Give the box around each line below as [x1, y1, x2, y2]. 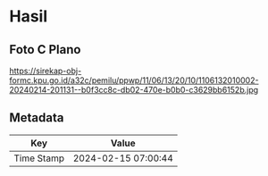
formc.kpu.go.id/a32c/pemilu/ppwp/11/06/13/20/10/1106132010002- [9, 75, 259, 86]
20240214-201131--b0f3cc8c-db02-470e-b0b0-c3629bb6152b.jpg [9, 85, 259, 95]
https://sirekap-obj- [9, 65, 82, 76]
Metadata [9, 110, 64, 126]
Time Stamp [13, 152, 65, 164]
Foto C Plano [9, 42, 81, 57]
